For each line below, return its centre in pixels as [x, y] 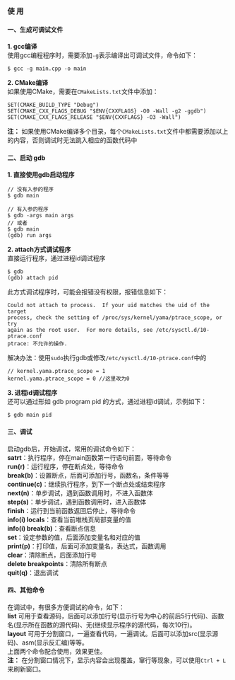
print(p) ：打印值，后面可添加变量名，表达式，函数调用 [87, 546]
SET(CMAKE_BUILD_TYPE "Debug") [53, 105]
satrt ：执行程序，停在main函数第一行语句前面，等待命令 [89, 457]
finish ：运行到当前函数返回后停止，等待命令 [72, 510]
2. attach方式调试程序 [39, 250]
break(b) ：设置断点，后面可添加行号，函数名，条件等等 [88, 475]
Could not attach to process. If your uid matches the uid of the [109, 306]
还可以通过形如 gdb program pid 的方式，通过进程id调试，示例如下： [107, 402]
